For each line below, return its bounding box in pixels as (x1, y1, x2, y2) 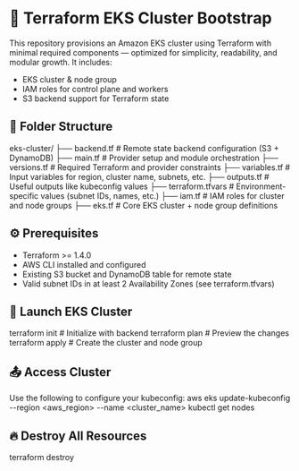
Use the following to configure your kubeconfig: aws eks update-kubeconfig (9, 393, 291, 404)
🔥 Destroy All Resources (9, 428, 147, 443)
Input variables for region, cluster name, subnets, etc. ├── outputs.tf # (9, 171, 270, 182)
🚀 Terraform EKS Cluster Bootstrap (9, 8, 272, 29)
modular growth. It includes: (9, 56, 112, 67)
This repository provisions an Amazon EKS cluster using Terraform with (9, 38, 272, 48)
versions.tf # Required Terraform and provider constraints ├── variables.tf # (9, 161, 291, 173)
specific (9, 190, 39, 201)
